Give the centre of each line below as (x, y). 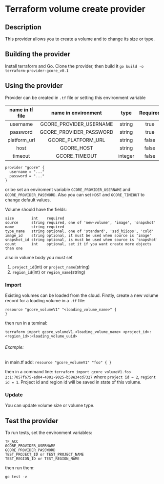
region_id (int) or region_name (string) (49, 272)
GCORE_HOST (77, 148)
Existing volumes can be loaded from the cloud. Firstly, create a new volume (82, 295)
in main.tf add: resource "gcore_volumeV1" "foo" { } (58, 362)
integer (126, 156)
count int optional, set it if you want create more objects (78, 244)
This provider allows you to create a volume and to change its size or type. (80, 39)
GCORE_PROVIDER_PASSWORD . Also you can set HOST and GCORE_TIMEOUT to (75, 194)
